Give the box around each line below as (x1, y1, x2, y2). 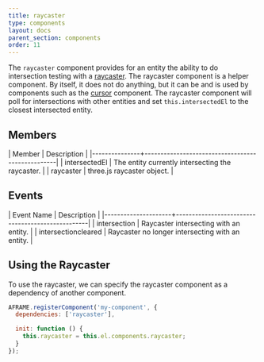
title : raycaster (8, 11, 66, 20)
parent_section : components (8, 33, 101, 42)
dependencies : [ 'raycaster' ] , (15, 310, 115, 318)
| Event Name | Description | (8, 210, 101, 219)
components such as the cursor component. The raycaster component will (8, 88, 252, 98)
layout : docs (8, 26, 52, 34)
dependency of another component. (8, 287, 127, 298)
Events (8, 189, 44, 202)
